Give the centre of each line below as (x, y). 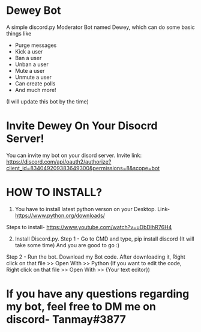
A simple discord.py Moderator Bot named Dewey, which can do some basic (100, 27)
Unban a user (32, 64)
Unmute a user (33, 77)
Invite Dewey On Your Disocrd (82, 126)
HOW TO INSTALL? (54, 192)
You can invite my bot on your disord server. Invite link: (74, 155)
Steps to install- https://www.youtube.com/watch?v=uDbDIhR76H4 (89, 227)
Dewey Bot (34, 11)
